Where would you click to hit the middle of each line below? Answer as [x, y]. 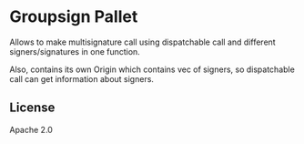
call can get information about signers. [82, 78]
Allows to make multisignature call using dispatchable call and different [142, 42]
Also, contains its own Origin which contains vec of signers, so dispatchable [152, 69]
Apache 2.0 [31, 129]
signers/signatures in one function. [75, 51]
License [32, 108]
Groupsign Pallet [74, 17]
